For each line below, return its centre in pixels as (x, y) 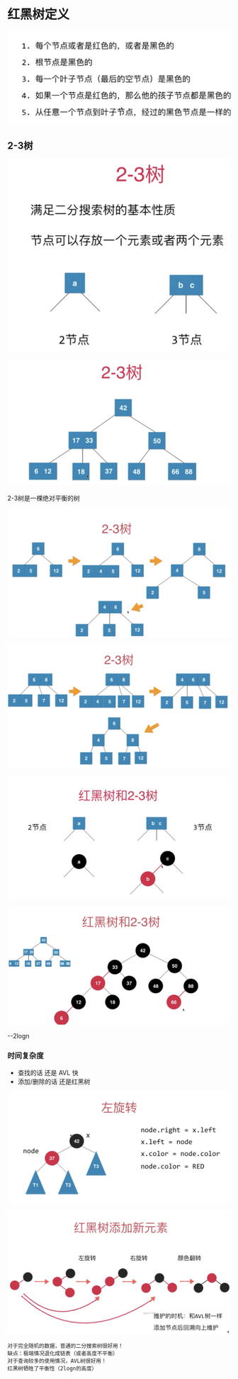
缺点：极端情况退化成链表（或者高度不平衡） (63, 1354)
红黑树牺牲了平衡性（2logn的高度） (52, 1369)
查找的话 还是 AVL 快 (48, 1072)
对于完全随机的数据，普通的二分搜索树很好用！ (66, 1346)
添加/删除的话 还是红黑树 (54, 1082)
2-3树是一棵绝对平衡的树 (44, 498)
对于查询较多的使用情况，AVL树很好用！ (57, 1361)
